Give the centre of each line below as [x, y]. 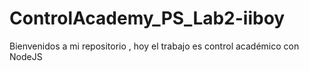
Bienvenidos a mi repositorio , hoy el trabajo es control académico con [154, 46]
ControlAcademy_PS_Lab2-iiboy [147, 18]
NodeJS [26, 56]
